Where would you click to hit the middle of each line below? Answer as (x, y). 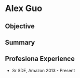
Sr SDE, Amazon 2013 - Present (43, 70)
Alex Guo (24, 8)
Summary (20, 42)
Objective (20, 26)
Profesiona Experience (40, 59)
